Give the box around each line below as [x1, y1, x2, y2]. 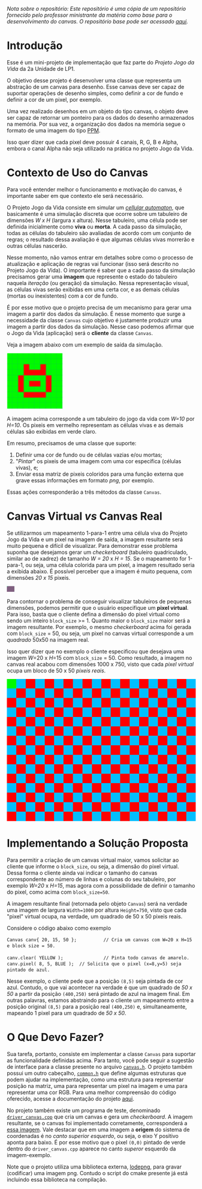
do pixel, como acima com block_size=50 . [7, 888, 110, 896]
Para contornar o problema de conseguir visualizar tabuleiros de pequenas [7, 598, 192, 605]
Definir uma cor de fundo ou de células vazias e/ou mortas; [15, 451, 162, 458]
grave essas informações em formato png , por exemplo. [15, 476, 155, 484]
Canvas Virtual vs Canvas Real [7, 509, 162, 523]
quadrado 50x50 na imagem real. [7, 636, 89, 643]
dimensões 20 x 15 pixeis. [7, 574, 71, 581]
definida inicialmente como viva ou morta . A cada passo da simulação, [7, 223, 183, 230]
